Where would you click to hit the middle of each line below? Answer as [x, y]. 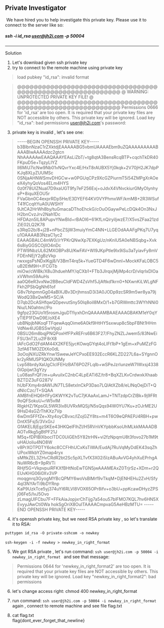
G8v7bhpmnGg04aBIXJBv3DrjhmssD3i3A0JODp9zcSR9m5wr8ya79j [86, 292]
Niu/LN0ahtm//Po [35, 307]
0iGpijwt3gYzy [32, 370]
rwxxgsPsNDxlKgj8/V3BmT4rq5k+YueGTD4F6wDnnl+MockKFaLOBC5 [88, 261]
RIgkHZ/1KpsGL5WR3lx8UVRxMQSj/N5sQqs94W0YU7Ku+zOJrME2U [87, 406]
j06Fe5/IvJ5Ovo [33, 494]
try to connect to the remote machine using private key [67, 67]
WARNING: [138, 92]
